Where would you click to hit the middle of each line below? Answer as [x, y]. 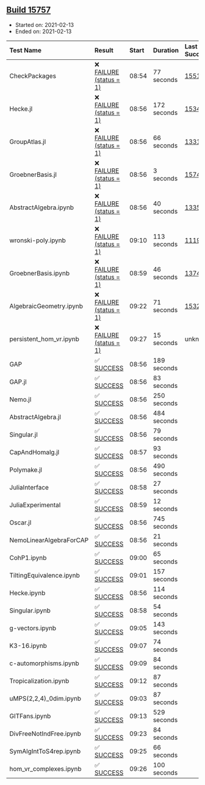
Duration [166, 50]
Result [104, 50]
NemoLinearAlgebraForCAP [49, 540]
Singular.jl [23, 434]
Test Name [25, 50]
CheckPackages [33, 76]
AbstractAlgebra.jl [35, 417]
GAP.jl [18, 382]
